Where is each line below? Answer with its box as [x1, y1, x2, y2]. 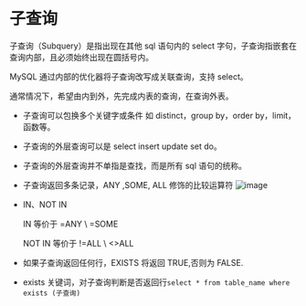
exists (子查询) [22, 289, 80, 298]
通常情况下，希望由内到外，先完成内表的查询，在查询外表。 [9, 90, 234, 101]
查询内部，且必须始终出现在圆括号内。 [9, 51, 153, 62]
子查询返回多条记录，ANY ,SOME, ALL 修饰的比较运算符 [22, 179, 234, 190]
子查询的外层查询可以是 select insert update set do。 [22, 141, 222, 152]
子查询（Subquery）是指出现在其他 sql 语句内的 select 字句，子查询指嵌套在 [9, 40, 297, 51]
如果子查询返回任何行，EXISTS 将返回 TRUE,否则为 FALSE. [22, 257, 244, 268]
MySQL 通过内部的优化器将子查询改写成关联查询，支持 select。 [9, 70, 248, 82]
